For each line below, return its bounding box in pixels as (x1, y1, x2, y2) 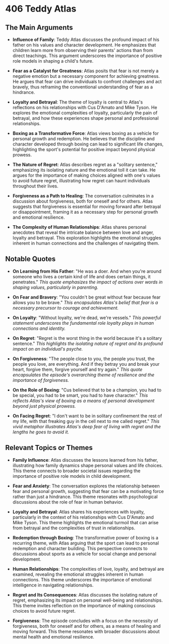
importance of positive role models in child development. (12, 473, 131, 479)
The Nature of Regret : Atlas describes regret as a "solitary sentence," (12, 162, 158, 167)
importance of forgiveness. (12, 377, 69, 383)
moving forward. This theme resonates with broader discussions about (12, 628, 160, 634)
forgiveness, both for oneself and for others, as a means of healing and (12, 623, 161, 629)
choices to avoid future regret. (12, 608, 76, 614)
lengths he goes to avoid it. (12, 429, 70, 435)
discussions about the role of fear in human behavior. (12, 499, 124, 505)
